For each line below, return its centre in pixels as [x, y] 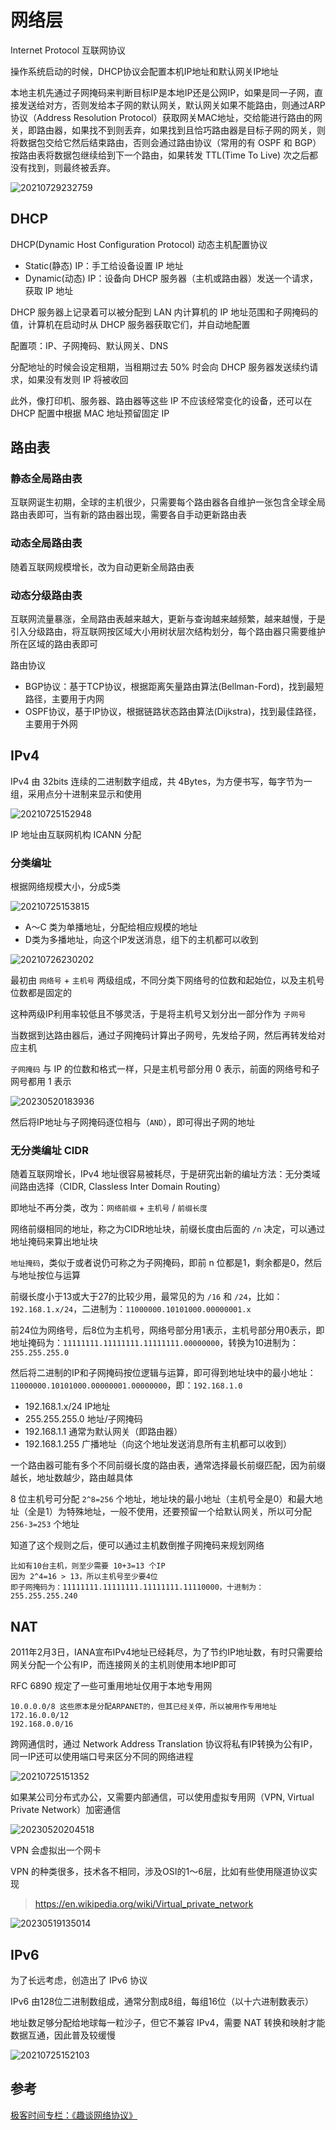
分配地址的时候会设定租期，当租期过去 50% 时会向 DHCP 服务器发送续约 [160, 367]
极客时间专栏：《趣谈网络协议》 [74, 2115]
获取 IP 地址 [49, 290]
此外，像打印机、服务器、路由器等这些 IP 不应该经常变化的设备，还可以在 [161, 400]
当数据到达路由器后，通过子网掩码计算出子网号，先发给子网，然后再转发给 [163, 1035]
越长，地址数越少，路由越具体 [71, 1478]
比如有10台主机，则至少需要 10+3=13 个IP [88, 1566]
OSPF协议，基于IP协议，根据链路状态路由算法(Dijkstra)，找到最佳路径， [173, 712]
